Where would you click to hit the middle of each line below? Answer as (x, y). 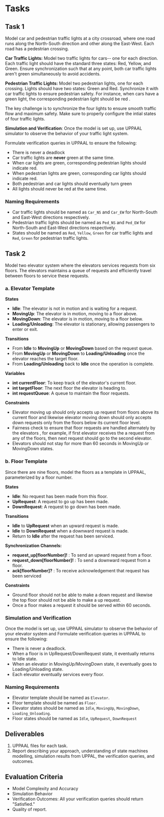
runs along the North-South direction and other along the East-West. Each (80, 44)
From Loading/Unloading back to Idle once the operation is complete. (83, 364)
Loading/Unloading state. (38, 669)
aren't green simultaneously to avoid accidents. (53, 74)
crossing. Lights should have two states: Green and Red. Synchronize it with (82, 88)
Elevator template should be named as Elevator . (61, 698)
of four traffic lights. (25, 119)
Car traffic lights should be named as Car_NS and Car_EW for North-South (85, 212)
